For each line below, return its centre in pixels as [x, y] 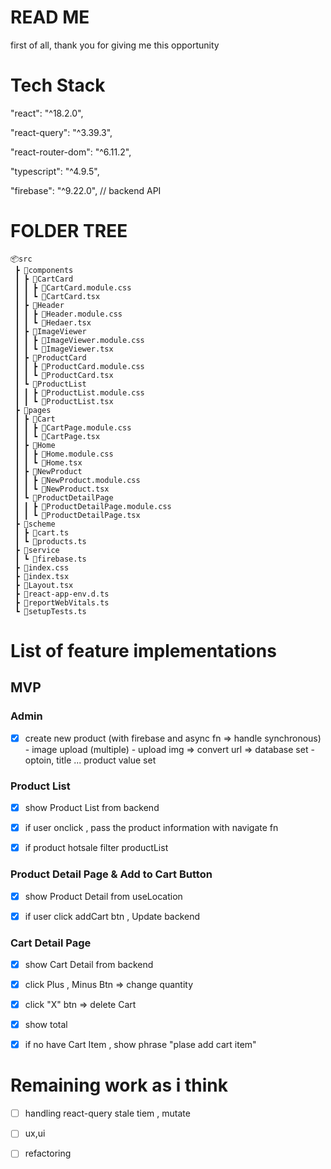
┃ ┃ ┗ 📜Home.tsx [48, 462]
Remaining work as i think [119, 1085]
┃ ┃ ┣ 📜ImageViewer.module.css [79, 340]
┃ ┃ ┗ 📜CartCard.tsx [57, 296]
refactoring [48, 1153]
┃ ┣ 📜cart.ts [42, 532]
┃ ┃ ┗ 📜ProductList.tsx [64, 401]
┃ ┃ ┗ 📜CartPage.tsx [57, 436]
